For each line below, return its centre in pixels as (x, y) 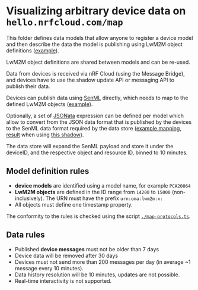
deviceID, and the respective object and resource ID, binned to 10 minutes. (97, 152)
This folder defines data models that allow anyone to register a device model (100, 38)
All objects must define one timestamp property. (74, 204)
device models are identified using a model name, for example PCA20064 (103, 185)
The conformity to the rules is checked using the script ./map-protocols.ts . (98, 216)
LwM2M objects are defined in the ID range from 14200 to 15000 (92, 192)
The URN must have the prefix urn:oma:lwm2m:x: (104, 198)
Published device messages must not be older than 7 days (87, 249)
